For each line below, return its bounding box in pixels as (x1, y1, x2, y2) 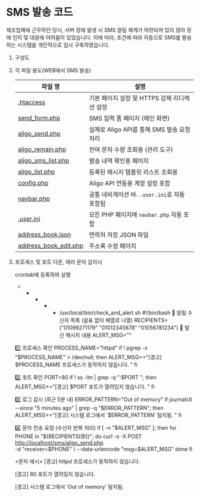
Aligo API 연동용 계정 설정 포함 (89, 179, 171, 187)
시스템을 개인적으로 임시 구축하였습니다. (17, 41, 110, 48)
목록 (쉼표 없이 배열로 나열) (70, 316, 133, 323)
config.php (17, 179, 49, 187)
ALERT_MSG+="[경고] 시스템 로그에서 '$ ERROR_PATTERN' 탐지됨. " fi (14, 411, 182, 418)
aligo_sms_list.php (17, 156, 70, 164)
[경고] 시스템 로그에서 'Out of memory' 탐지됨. (14, 483, 124, 490)
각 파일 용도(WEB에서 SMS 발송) (14, 66, 91, 74)
